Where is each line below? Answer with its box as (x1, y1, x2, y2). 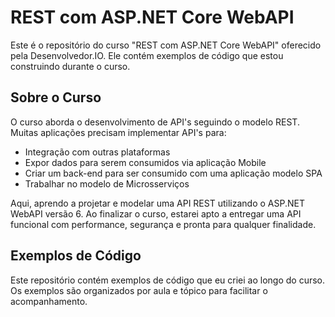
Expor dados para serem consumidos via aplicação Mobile (24, 156, 267, 168)
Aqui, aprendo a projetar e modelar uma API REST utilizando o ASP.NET (10, 197, 305, 209)
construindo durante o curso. (10, 60, 131, 72)
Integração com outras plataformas (24, 146, 171, 158)
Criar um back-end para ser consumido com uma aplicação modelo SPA (24, 167, 323, 179)
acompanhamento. (10, 295, 88, 307)
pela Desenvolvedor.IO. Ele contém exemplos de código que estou (10, 49, 284, 61)
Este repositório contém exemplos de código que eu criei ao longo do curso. (10, 274, 326, 286)
